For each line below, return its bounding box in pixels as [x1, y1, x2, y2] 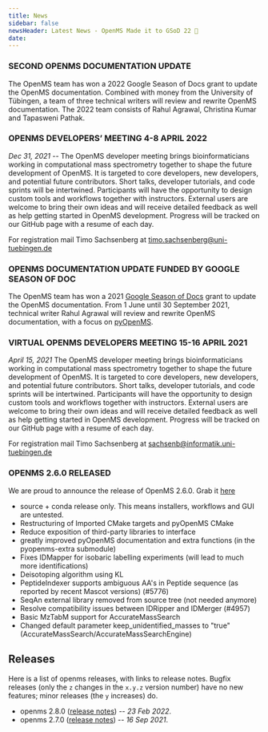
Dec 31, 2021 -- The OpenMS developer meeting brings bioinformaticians [8, 151, 250, 160]
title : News [8, 11, 48, 20]
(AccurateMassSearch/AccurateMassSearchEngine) [19, 629, 192, 638]
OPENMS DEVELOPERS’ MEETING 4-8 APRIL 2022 [8, 133, 208, 144]
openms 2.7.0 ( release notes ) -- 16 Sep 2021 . [19, 714, 169, 724]
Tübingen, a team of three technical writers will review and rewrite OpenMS [8, 95, 258, 105]
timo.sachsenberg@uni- [147, 234, 228, 245]
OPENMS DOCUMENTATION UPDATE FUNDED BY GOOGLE [8, 263, 240, 274]
